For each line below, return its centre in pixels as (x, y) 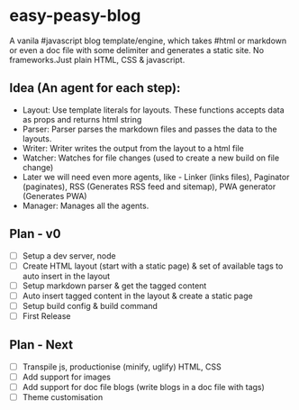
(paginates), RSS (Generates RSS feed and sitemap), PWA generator (149, 187)
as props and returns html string (82, 119)
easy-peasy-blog (75, 16)
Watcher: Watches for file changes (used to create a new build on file (151, 158)
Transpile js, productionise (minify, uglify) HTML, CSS (122, 367)
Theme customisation (63, 396)
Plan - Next (41, 345)
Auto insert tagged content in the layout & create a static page (138, 296)
